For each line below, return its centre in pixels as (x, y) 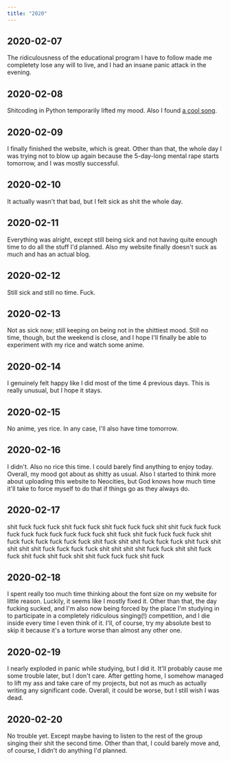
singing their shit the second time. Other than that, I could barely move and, (114, 743)
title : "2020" (27, 13)
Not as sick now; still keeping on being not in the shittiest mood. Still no (108, 330)
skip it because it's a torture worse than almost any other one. (95, 631)
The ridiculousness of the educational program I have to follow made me (110, 58)
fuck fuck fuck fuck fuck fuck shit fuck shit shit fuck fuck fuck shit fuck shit (114, 541)
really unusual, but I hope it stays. (55, 390)
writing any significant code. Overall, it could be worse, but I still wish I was (113, 690)
